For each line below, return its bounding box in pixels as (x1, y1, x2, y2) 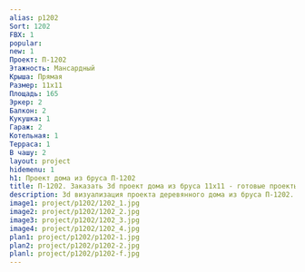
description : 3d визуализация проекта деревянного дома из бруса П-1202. (9, 190, 295, 199)
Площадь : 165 (9, 89, 59, 98)
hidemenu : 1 (9, 165, 54, 174)
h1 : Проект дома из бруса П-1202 (9, 173, 136, 182)
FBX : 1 (9, 30, 34, 39)
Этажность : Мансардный (9, 64, 95, 73)
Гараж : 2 (9, 123, 43, 132)
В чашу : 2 (9, 148, 47, 157)
